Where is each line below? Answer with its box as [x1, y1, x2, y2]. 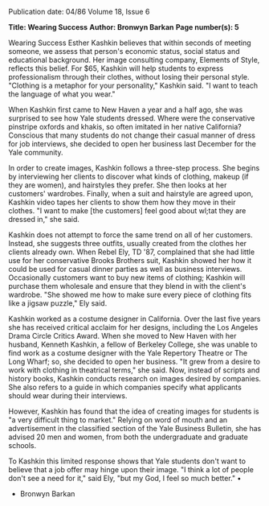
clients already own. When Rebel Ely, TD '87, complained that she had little [8, 247, 255, 257]
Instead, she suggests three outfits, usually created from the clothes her [8, 239, 247, 248]
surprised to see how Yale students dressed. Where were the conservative [8, 113, 255, 123]
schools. [8, 441, 37, 450]
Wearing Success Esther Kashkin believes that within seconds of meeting [8, 38, 251, 47]
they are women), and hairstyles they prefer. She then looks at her [8, 180, 227, 190]
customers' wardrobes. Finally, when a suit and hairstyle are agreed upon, [8, 189, 254, 198]
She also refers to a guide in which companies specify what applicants [8, 382, 243, 392]
